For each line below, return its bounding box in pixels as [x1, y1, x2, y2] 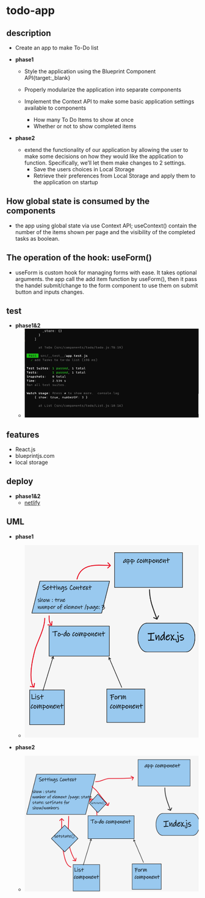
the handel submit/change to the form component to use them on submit [15, 282, 198, 289]
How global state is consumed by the [6, 196, 150, 207]
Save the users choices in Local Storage [33, 166, 135, 173]
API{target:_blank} [24, 74, 71, 81]
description [6, 28, 51, 38]
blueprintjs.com [15, 452, 55, 460]
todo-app [6, 4, 55, 18]
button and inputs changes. [15, 288, 84, 296]
